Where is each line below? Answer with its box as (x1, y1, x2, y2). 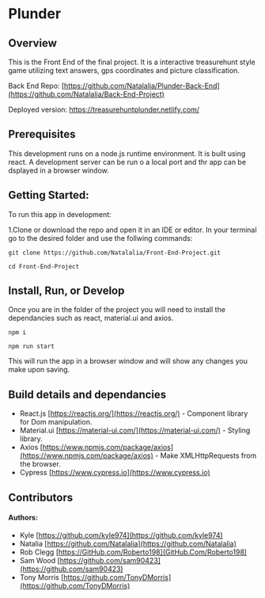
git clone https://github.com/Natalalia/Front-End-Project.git (8, 249, 221, 257)
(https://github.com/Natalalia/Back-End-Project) (8, 90, 165, 99)
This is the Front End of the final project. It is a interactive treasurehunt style (8, 57, 256, 67)
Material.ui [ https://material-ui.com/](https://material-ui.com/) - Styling (19, 425, 251, 436)
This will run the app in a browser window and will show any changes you (8, 356, 248, 366)
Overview (8, 36, 58, 50)
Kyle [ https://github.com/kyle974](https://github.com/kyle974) (19, 530, 223, 539)
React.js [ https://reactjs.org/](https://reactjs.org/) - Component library (19, 409, 248, 418)
